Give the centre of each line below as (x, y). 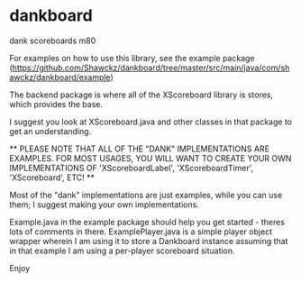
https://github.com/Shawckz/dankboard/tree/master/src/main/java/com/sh (151, 68)
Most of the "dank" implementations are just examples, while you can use (146, 195)
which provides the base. (56, 104)
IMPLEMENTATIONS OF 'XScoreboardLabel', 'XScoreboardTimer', (132, 168)
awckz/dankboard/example (60, 77)
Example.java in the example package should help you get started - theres (147, 222)
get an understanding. (50, 131)
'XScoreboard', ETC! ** (52, 177)
